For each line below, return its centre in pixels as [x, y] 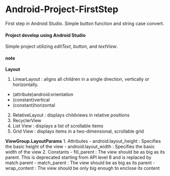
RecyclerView [27, 121]
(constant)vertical [31, 100]
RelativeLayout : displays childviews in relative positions [71, 115]
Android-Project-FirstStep [62, 9]
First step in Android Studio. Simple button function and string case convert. [85, 23]
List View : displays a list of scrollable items [58, 126]
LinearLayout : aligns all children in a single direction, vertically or [81, 79]
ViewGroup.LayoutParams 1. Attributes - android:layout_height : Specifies [83, 141]
